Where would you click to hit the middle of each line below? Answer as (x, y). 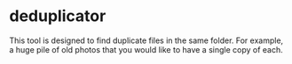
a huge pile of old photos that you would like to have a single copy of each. (146, 49)
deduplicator (58, 16)
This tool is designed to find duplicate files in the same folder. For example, (146, 40)
